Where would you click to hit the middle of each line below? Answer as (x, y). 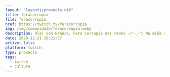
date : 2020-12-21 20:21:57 (34, 38)
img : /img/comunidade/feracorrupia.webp (49, 29)
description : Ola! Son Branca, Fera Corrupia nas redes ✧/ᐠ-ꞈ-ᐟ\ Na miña (83, 33)
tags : (11, 57)
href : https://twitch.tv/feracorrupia (46, 24)
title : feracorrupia (27, 15)
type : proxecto (21, 52)
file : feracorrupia (26, 19)
